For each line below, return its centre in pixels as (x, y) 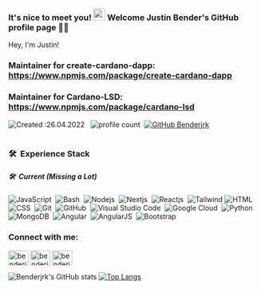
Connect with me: (43, 237)
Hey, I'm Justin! (34, 45)
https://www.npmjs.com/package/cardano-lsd (102, 107)
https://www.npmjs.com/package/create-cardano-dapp (121, 76)
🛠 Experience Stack (49, 154)
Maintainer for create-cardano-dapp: (82, 65)
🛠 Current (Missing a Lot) (53, 176)
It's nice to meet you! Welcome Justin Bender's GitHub (124, 18)
